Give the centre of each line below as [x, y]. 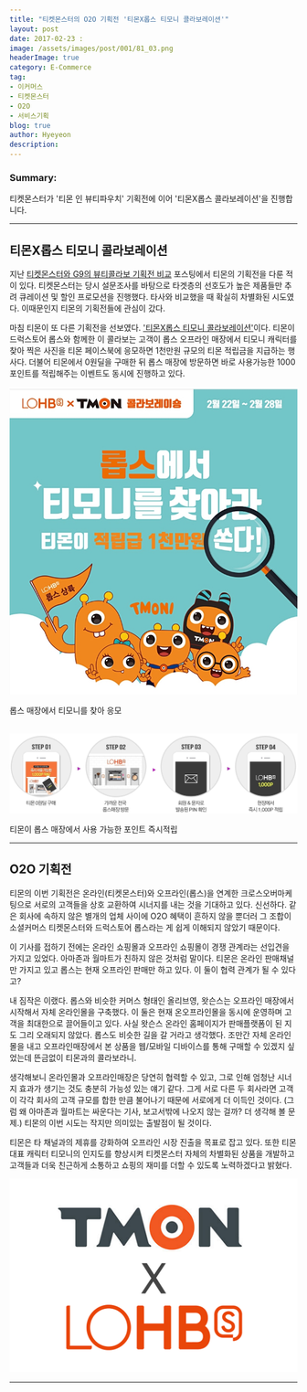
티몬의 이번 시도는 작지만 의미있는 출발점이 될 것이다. [118, 1122]
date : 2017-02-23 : [47, 38]
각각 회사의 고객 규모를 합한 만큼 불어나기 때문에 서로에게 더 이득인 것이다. [150, 1100]
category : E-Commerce [51, 68]
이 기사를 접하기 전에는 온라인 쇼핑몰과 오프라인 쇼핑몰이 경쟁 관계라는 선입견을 [150, 947]
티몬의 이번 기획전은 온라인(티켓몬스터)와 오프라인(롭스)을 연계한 [124, 893]
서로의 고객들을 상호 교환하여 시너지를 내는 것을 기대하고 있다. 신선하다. [160, 904]
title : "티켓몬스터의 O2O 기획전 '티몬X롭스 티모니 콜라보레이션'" [119, 19]
